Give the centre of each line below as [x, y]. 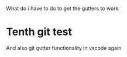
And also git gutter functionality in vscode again [64, 48]
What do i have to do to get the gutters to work [62, 8]
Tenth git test [39, 32]
